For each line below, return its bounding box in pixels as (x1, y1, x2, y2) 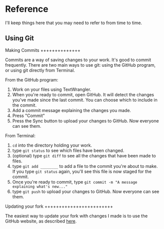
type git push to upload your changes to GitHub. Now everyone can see (12, 189, 160, 194)
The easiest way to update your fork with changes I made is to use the (5, 213, 148, 219)
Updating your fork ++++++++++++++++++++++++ (5, 203, 113, 209)
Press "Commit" (12, 113, 45, 118)
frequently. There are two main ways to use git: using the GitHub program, (5, 62, 156, 68)
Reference (5, 3, 48, 15)
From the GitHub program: (5, 76, 59, 82)
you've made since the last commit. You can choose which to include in (12, 97, 158, 103)
